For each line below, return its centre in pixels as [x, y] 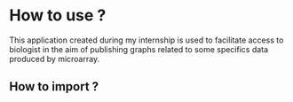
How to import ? [54, 86]
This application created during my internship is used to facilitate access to [146, 40]
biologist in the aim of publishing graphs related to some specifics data [139, 49]
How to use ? [58, 16]
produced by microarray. [55, 59]
